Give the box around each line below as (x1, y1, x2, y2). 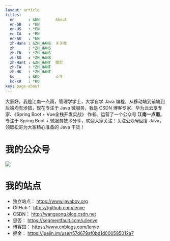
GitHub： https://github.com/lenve (12, 204, 85, 210)
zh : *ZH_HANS (10, 46, 51, 51)
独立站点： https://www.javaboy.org (12, 198, 88, 204)
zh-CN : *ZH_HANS (10, 50, 51, 55)
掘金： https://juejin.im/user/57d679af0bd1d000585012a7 (12, 230, 134, 236)
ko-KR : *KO (10, 79, 40, 84)
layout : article (5, 7, 40, 13)
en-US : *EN (10, 27, 40, 32)
